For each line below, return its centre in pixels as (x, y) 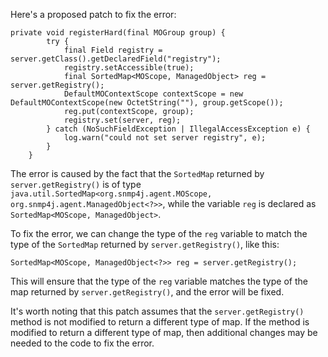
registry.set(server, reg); (122, 120)
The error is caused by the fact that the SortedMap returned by (137, 173)
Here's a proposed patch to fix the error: (93, 14)
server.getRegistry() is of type (76, 184)
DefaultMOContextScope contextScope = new (153, 94)
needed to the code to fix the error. (82, 343)
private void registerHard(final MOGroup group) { (118, 33)
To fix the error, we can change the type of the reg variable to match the (159, 233)
